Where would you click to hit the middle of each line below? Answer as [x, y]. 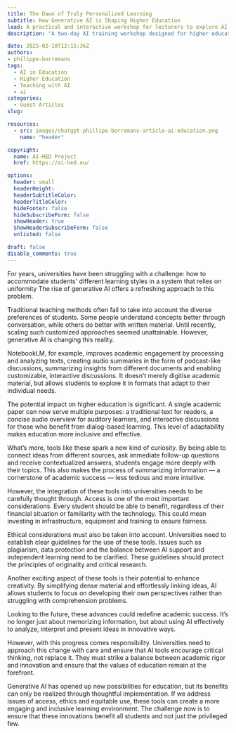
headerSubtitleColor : [45, 195]
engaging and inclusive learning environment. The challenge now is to [109, 708]
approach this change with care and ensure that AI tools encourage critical [115, 650]
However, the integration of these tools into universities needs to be [105, 491]
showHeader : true [39, 221]
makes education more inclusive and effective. [75, 434]
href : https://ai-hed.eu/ [52, 163]
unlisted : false [37, 235]
